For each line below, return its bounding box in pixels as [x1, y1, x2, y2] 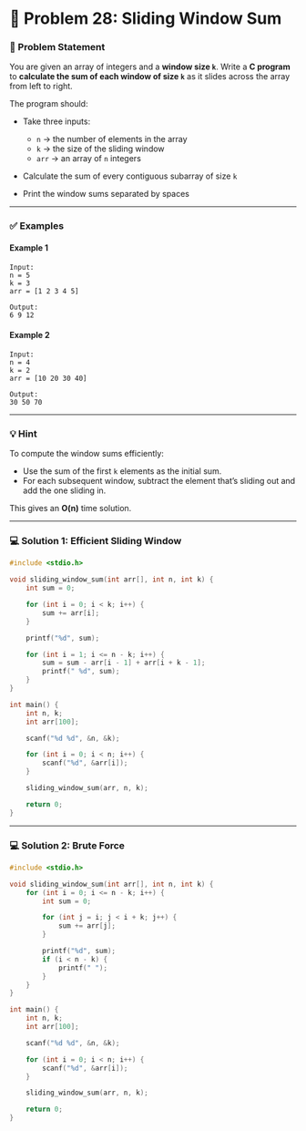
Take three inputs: [22, 116, 91, 127]
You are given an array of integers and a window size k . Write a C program [9, 61, 291, 72]
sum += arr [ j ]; [57, 921, 117, 931]
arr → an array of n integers [36, 153, 141, 164]
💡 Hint [9, 427, 38, 440]
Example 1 [9, 242, 48, 253]
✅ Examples [9, 220, 65, 232]
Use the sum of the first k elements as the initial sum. [22, 466, 222, 477]
